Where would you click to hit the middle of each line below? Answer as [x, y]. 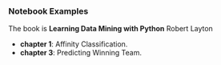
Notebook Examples [48, 11]
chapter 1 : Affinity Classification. [74, 44]
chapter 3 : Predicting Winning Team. [81, 53]
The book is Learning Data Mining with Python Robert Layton [111, 29]
